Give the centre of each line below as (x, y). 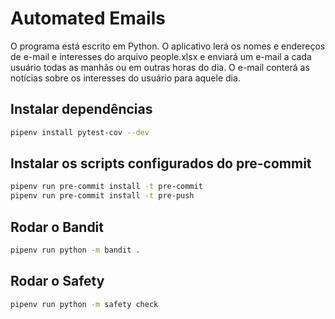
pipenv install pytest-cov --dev (80, 132)
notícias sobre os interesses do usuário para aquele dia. (125, 78)
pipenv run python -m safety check (84, 304)
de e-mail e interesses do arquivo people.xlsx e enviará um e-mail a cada (161, 56)
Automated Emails (88, 18)
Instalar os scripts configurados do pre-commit (161, 163)
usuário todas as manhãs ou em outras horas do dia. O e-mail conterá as (160, 67)
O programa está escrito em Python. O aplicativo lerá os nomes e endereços (168, 46)
